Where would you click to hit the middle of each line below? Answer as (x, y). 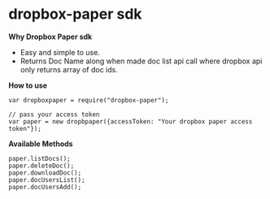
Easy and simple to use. (60, 52)
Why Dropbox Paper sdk (50, 37)
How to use (28, 85)
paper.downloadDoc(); (45, 173)
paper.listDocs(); (39, 158)
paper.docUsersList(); (47, 180)
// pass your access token (54, 115)
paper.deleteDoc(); (41, 166)
